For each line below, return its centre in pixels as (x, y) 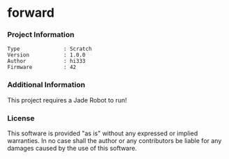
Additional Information (46, 85)
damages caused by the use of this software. (72, 149)
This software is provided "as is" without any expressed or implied (103, 133)
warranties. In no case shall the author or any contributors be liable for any (114, 141)
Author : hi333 (46, 61)
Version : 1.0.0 (46, 55)
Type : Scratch (50, 49)
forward (31, 13)
